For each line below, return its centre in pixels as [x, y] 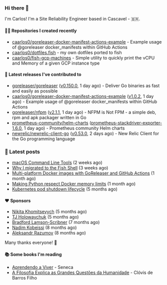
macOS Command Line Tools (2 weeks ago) [57, 162]
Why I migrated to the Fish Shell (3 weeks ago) [60, 168]
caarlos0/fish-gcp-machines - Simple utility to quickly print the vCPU [83, 57]
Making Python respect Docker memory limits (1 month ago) [74, 184]
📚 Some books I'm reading [33, 254]
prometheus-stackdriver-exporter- [127, 122]
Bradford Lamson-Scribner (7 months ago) [56, 222]
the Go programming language [43, 138]
